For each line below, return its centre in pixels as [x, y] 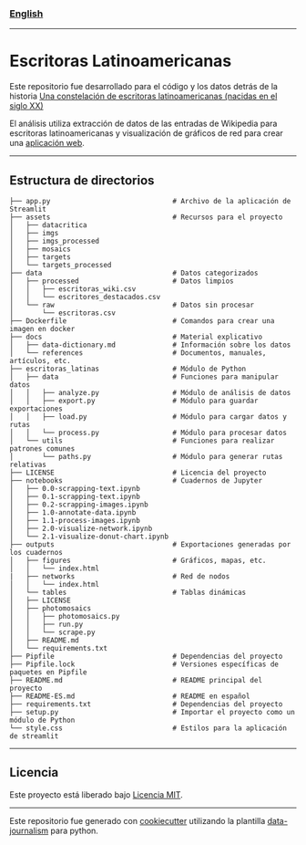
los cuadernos [36, 553]
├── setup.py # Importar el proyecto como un [153, 713]
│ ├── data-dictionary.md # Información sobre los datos [150, 345]
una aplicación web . [47, 143]
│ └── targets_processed [61, 266]
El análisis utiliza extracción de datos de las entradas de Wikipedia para [143, 124]
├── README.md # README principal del [136, 681]
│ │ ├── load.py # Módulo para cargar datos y [148, 417]
